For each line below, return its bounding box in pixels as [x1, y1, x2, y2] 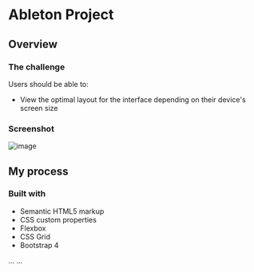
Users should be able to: [8, 79, 89, 89]
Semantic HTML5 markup [19, 206, 105, 216]
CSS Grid [19, 231, 50, 241]
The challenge [8, 61, 65, 73]
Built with [8, 188, 46, 199]
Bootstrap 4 [19, 240, 59, 250]
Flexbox [19, 223, 46, 233]
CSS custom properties [19, 215, 97, 224]
